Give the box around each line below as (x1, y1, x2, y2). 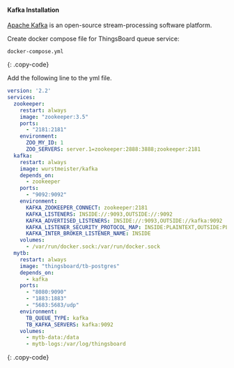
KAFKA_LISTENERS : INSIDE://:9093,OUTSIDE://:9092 (25, 210, 173, 218)
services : (7, 94, 36, 101)
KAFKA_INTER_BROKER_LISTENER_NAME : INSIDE (25, 230, 151, 237)
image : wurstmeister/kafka (19, 165, 98, 172)
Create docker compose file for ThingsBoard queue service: (7, 35, 180, 43)
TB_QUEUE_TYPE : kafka (25, 314, 89, 321)
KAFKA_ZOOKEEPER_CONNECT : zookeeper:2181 (25, 204, 148, 211)
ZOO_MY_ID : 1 (25, 140, 64, 147)
